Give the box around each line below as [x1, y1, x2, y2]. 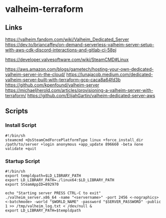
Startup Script [5, 157, 40, 164]
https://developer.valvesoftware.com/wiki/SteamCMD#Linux [5, 57, 129, 63]
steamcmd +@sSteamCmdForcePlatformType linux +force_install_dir [5, 138, 143, 143]
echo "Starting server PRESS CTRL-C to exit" [5, 190, 101, 196]
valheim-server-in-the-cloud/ [5, 72, 66, 77]
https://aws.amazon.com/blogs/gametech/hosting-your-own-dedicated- [5, 66, 154, 72]
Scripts [5, 107, 28, 115]
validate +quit [5, 146, 37, 151]
